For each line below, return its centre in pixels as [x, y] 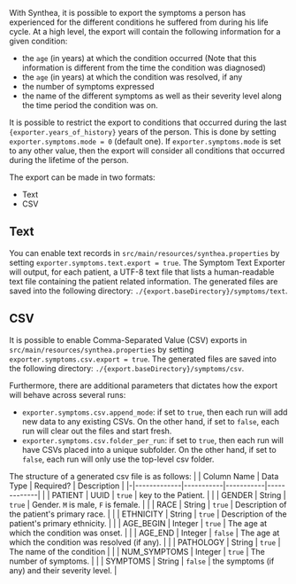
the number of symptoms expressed [88, 86]
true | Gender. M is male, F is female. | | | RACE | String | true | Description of [148, 504]
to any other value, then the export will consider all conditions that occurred [147, 151]
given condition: [38, 41]
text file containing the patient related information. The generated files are [144, 281]
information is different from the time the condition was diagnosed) [144, 67]
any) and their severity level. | [63, 570]
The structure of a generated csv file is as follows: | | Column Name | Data [144, 476]
